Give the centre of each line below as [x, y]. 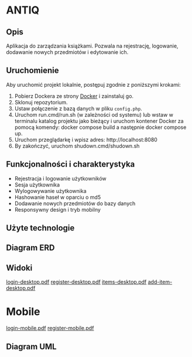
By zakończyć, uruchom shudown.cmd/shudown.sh [77, 146]
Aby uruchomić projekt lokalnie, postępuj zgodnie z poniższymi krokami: [94, 84]
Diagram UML [31, 346]
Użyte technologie [40, 228]
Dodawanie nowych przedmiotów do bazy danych [75, 203]
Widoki [19, 268]
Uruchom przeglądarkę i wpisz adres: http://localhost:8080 [86, 140]
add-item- [160, 282]
